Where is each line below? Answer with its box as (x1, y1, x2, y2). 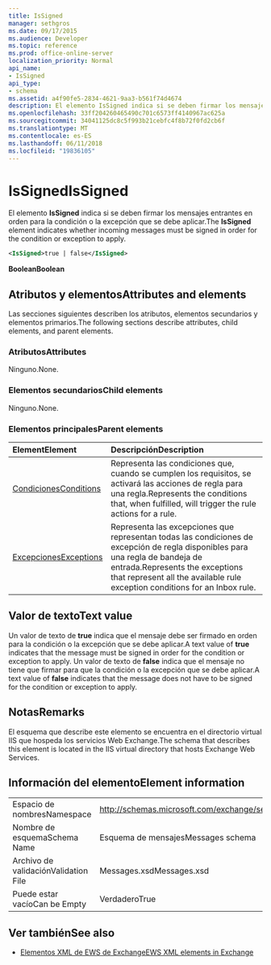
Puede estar (12, 888, 59, 900)
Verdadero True (99, 893, 156, 904)
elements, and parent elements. (8, 326, 114, 336)
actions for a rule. (110, 508, 177, 519)
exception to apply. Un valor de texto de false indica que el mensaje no (8, 656, 245, 666)
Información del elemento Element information (8, 775, 245, 789)
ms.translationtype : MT (8, 124, 89, 132)
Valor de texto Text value (8, 609, 133, 623)
